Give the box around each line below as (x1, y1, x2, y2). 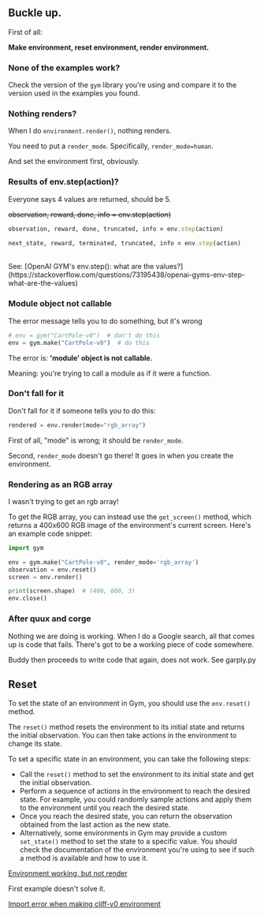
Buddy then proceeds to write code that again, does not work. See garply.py (8, 655, 256, 664)
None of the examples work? (8, 62, 121, 73)
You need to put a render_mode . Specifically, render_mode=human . (8, 141, 214, 151)
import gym (8, 544, 44, 551)
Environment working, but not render (8, 869, 128, 878)
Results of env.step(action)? (8, 177, 120, 188)
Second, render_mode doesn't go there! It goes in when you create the (8, 451, 234, 460)
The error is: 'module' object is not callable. (8, 353, 153, 362)
